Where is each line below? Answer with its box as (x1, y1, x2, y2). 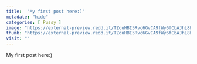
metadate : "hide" (6, 14, 49, 20)
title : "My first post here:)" (6, 8, 85, 15)
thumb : (6, 30, 22, 36)
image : (6, 24, 22, 31)
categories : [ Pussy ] (6, 19, 62, 25)
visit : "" (6, 35, 30, 41)
